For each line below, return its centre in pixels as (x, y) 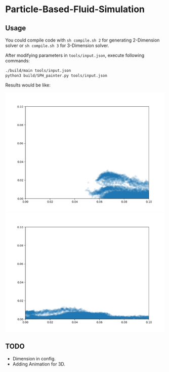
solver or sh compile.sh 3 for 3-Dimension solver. (57, 46)
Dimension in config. (34, 358)
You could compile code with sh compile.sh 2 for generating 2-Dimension (82, 40)
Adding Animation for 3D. (39, 364)
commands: (18, 61)
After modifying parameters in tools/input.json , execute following (75, 55)
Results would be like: (28, 85)
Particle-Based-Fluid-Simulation (75, 9)
